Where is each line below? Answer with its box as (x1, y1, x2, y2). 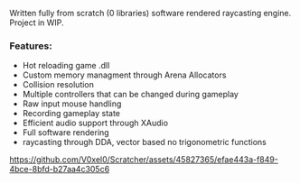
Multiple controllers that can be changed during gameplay (22, 89, 239, 100)
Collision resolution (22, 79, 95, 90)
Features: (9, 40, 52, 52)
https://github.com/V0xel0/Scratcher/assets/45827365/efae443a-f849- (9, 154, 278, 165)
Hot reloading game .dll (22, 60, 110, 71)
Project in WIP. (9, 17, 65, 28)
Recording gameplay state (22, 108, 120, 119)
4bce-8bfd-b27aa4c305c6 (9, 164, 110, 175)
